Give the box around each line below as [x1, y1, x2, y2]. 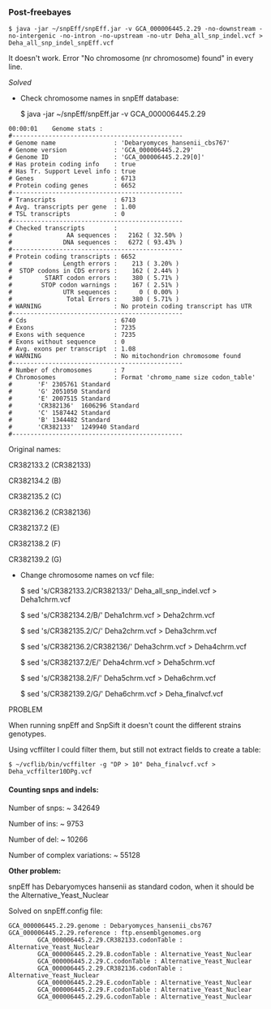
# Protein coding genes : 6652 [8, 182, 136, 190]
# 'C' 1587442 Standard [8, 409, 111, 417]
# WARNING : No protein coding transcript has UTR [8, 303, 252, 311]
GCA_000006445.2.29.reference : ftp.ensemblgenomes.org [8, 929, 201, 937]
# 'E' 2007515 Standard [8, 395, 111, 403]
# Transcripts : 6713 [8, 196, 136, 205]
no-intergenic [8, 32, 57, 41]
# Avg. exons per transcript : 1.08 [8, 345, 136, 353]
